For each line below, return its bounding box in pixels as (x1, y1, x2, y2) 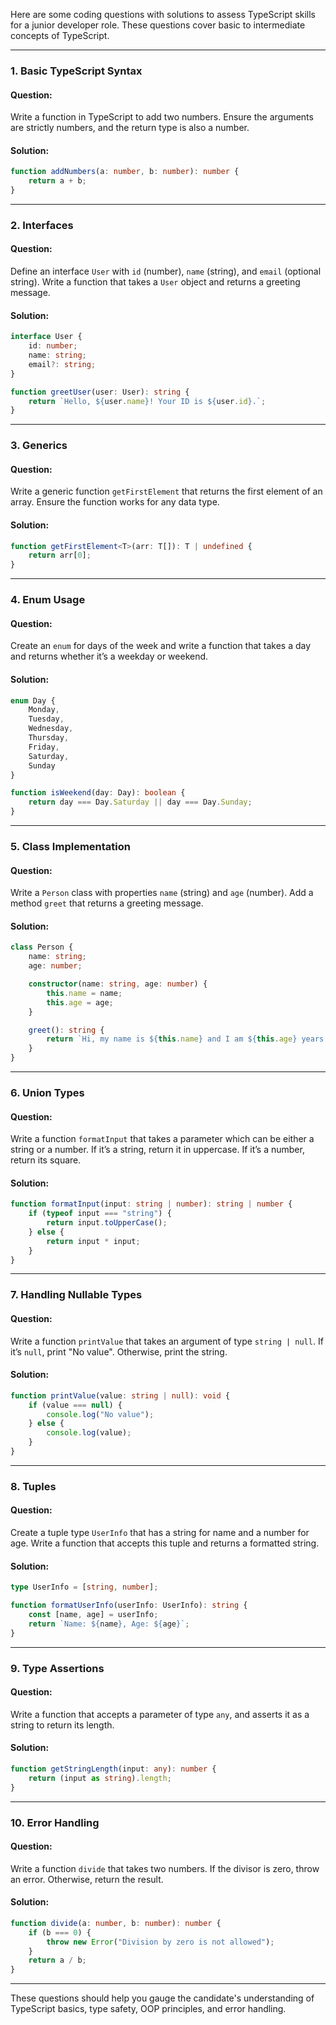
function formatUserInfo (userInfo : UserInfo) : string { (10, 1600, 248, 1611)
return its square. (10, 1154, 82, 1166)
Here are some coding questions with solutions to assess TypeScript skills (10, 9, 316, 20)
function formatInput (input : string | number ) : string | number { (10, 1199, 293, 1209)
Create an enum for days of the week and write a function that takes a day (10, 640, 312, 652)
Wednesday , (28, 724, 74, 734)
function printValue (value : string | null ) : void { (10, 1390, 230, 1401)
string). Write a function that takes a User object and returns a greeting (10, 276, 301, 288)
